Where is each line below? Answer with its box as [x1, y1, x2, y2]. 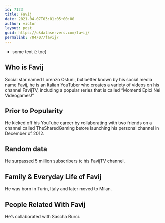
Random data [5, 145, 47, 153]
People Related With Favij [5, 200, 86, 209]
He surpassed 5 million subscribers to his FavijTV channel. [5, 158, 125, 164]
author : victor [5, 21, 37, 26]
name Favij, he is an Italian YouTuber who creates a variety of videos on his [5, 82, 159, 88]
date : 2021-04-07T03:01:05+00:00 [5, 16, 75, 21]
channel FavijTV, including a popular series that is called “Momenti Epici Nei [5, 87, 161, 93]
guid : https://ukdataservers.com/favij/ [5, 30, 90, 35]
